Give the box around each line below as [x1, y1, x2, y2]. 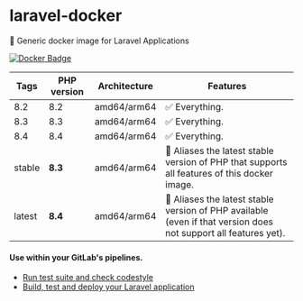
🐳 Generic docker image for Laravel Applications [9, 35, 189, 46]
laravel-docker [9, 5, 123, 26]
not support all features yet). [165, 226, 286, 239]
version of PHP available [165, 204, 269, 216]
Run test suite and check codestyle [22, 272, 153, 283]
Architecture [97, 79, 153, 92]
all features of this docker [165, 167, 273, 179]
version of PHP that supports [165, 155, 288, 168]
